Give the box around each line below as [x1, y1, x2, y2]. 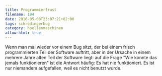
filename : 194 [5, 12, 35, 17]
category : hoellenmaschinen [5, 26, 64, 31]
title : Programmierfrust [5, 7, 57, 12]
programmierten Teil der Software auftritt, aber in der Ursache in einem [5, 49, 151, 55]
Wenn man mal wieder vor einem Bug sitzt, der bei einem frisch [5, 44, 135, 50]
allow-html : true [5, 30, 41, 35]
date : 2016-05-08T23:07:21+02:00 [5, 16, 75, 21]
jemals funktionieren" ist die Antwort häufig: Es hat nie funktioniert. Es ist [5, 60, 155, 66]
